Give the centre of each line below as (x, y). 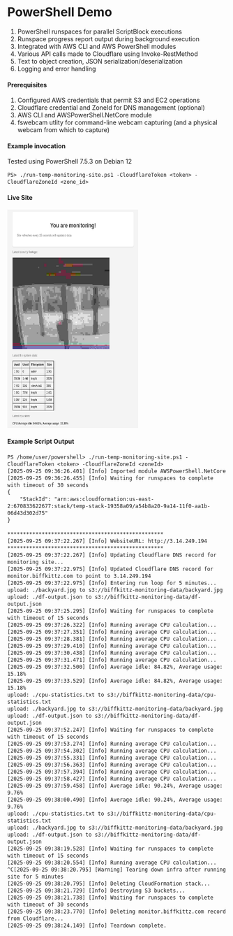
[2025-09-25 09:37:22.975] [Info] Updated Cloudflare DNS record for (111, 569)
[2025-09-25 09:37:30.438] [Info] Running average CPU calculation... (112, 653)
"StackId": (36, 499)
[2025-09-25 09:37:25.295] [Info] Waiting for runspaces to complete (111, 611)
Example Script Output (41, 442)
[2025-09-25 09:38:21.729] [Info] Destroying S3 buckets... (97, 891)
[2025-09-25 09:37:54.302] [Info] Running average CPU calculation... (112, 751)
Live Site (20, 197)
